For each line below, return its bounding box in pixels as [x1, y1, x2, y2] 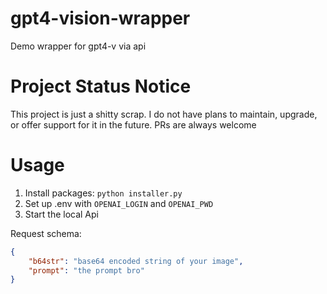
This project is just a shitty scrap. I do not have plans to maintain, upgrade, [10, 108, 318, 120]
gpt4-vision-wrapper [10, 7, 191, 30]
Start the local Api [24, 208, 99, 220]
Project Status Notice [10, 75, 192, 98]
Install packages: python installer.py [24, 187, 183, 199]
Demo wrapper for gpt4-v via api [10, 40, 147, 52]
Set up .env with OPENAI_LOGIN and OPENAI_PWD [24, 197, 214, 209]
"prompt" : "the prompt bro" [28, 265, 145, 276]
